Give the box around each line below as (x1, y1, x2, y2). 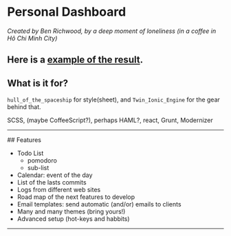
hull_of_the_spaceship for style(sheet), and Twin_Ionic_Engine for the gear (7, 95, 220, 104)
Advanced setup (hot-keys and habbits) (16, 215, 130, 223)
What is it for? (7, 77, 69, 89)
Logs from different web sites (16, 186, 101, 194)
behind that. (7, 103, 41, 111)
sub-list (27, 164, 49, 172)
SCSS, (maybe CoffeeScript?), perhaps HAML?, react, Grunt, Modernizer (7, 116, 213, 124)
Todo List (16, 149, 44, 158)
